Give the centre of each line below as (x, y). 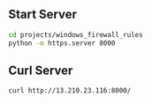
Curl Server (41, 70)
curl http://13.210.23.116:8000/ (70, 91)
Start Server (42, 15)
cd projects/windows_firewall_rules (76, 34)
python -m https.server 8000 (62, 43)
